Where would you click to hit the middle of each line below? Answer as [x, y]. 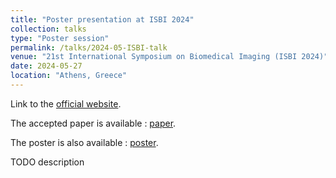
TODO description [47, 162]
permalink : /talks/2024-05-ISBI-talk [89, 47]
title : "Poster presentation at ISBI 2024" [102, 19]
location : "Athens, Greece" [69, 76]
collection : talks [48, 29]
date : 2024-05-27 [46, 66]
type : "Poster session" [60, 38]
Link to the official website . [66, 103]
